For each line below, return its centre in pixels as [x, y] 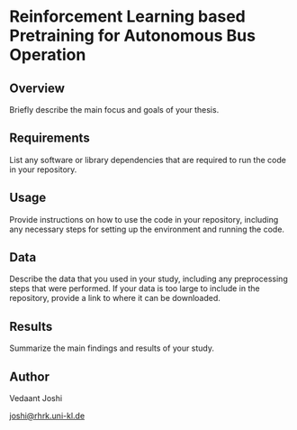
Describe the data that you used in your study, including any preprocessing [148, 279]
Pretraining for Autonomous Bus [133, 36]
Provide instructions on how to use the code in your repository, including [144, 219]
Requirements [49, 138]
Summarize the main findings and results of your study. [112, 348]
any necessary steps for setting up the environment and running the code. [147, 229]
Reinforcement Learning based [127, 17]
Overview [37, 88]
